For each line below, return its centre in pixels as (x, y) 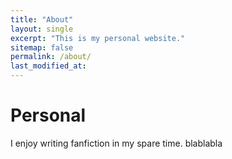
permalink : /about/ (51, 57)
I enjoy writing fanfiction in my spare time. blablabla (116, 143)
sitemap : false (42, 47)
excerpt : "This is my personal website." (98, 38)
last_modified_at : (48, 66)
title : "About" (42, 19)
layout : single (42, 29)
